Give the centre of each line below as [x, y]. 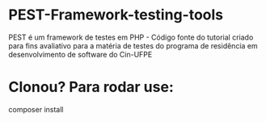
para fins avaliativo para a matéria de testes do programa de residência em [133, 45]
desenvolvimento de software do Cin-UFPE [80, 54]
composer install [36, 109]
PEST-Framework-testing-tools [116, 15]
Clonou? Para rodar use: [91, 87]
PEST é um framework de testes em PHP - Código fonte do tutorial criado [131, 37]
